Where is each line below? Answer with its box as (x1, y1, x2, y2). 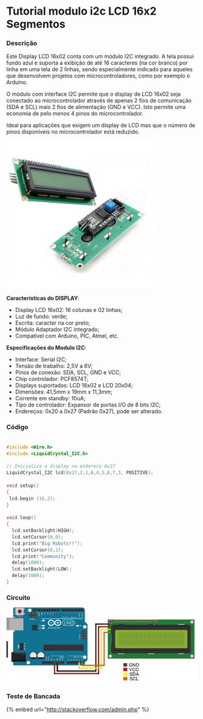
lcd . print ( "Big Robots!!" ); (12, 540, 83, 547)
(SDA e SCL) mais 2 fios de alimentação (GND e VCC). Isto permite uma (6, 104, 186, 111)
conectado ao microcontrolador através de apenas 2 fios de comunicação (6, 97, 192, 104)
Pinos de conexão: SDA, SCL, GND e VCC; (15, 369, 122, 376)
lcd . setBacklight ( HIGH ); (12, 528, 75, 534)
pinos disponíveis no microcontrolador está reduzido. (6, 128, 140, 135)
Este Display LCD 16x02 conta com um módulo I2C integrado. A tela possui (6, 53, 194, 60)
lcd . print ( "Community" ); (12, 553, 75, 559)
